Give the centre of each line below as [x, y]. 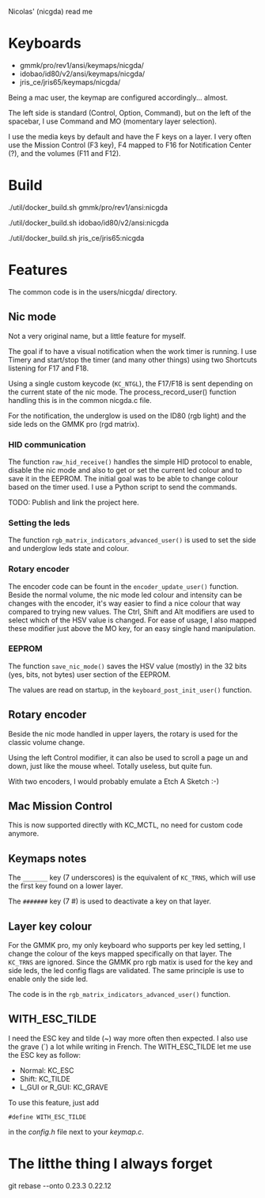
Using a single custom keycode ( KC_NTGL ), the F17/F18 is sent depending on [131, 383]
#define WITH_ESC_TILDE [47, 1117]
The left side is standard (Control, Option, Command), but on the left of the [130, 112]
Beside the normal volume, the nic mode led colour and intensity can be [125, 595]
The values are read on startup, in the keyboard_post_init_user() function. [130, 690]
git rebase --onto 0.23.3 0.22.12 [60, 1185]
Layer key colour [50, 926]
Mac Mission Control [61, 806]
